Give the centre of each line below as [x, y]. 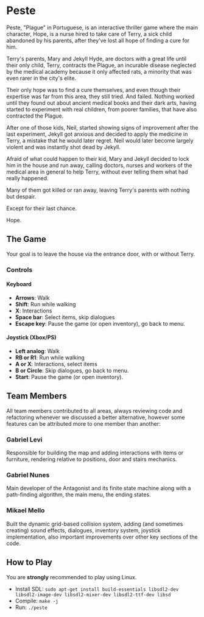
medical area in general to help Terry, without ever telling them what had [97, 172]
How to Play [30, 562]
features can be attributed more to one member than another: [83, 423]
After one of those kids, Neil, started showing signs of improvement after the [102, 127]
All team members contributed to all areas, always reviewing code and [94, 411]
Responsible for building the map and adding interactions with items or [95, 453]
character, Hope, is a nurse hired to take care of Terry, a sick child [89, 33]
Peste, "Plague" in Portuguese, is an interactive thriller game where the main [102, 27]
